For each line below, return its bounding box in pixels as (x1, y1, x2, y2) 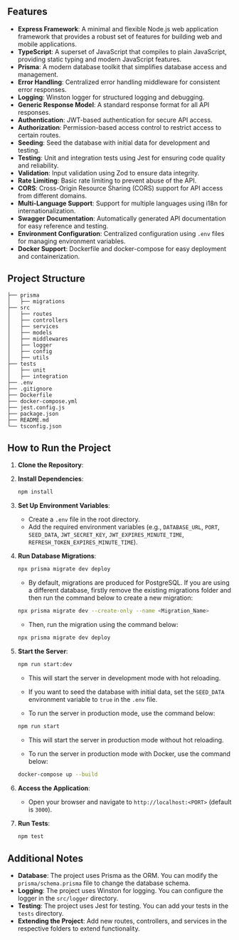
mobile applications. (17, 39, 77, 48)
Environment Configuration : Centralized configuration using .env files (17, 229, 225, 237)
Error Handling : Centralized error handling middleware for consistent (17, 78, 221, 86)
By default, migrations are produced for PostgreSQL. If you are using (28, 578, 230, 587)
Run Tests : (17, 819, 51, 827)
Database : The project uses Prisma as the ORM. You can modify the (17, 872, 218, 880)
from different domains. (17, 191, 87, 200)
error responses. (17, 85, 67, 93)
